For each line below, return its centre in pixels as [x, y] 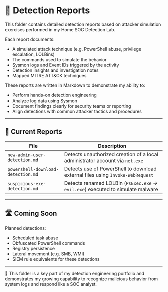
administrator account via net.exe [104, 160]
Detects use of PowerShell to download [110, 169]
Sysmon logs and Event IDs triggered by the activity [66, 65]
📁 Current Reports [34, 132]
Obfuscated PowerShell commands [49, 243]
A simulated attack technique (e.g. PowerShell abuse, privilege [77, 49]
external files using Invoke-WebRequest [109, 175]
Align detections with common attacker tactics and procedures [77, 111]
